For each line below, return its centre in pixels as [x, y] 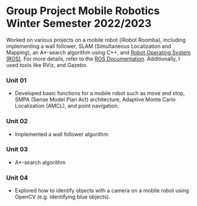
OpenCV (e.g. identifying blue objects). [63, 197]
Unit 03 [17, 149]
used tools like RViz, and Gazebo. [47, 65]
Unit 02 [17, 121]
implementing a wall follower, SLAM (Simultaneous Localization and [89, 46]
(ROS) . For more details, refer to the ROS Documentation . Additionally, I [93, 59]
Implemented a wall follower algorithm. [62, 134]
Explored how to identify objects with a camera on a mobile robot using [102, 191]
